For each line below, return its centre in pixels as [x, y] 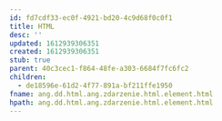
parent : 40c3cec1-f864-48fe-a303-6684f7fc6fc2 [99, 69]
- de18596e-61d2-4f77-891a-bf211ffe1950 [95, 86]
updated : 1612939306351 [55, 43]
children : [28, 77]
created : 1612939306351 [55, 52]
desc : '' [26, 35]
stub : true [30, 60]
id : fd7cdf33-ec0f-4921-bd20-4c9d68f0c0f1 [91, 18]
